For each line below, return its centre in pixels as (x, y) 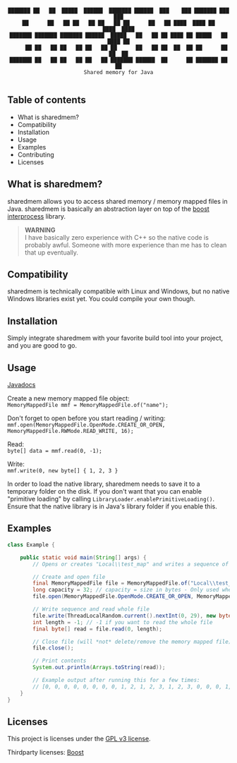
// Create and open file (69, 577)
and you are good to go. (42, 346)
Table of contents (47, 100)
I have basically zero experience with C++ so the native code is (117, 237)
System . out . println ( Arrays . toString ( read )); (99, 668)
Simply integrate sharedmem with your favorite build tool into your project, (115, 338)
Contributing (36, 154)
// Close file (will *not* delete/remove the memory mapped (123, 642)
